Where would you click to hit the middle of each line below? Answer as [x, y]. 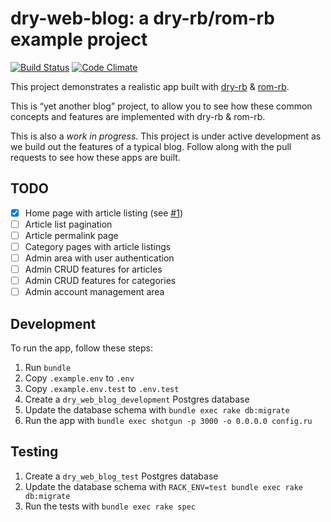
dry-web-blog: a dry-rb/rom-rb [142, 18]
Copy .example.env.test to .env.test [102, 389]
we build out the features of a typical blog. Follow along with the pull [151, 146]
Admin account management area [94, 292]
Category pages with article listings [98, 246]
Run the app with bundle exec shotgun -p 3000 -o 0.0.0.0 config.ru [168, 421]
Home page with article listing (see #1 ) [104, 213]
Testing [34, 452]
